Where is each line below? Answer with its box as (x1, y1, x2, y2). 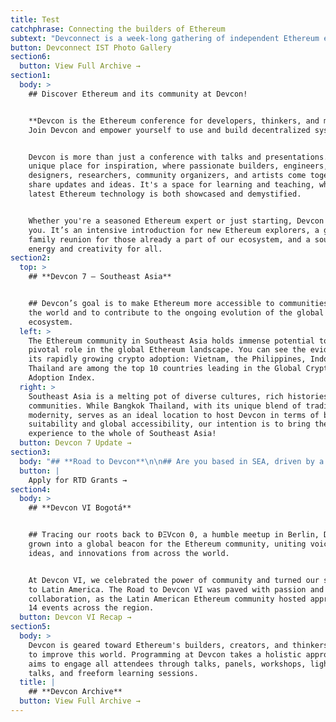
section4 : (10, 484, 52, 495)
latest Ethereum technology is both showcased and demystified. (28, 189, 302, 199)
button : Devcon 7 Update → (19, 438, 132, 448)
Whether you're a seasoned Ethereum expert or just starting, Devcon (28, 216, 325, 226)
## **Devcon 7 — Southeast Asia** (28, 272, 172, 282)
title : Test (10, 14, 60, 25)
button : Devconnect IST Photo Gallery (10, 42, 172, 53)
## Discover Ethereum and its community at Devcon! (28, 89, 248, 99)
